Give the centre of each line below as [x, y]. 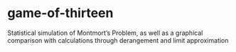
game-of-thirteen [60, 13]
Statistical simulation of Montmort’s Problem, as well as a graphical [105, 33]
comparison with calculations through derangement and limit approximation [118, 40]
